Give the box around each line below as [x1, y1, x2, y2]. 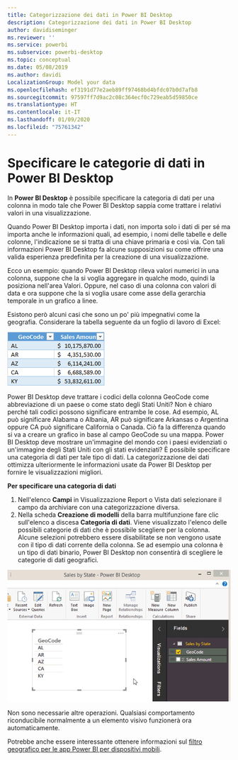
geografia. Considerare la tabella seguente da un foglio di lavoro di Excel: [7, 318, 221, 326]
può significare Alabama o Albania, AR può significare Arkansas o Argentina [7, 415, 229, 423]
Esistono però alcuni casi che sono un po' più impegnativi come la [7, 310, 200, 318]
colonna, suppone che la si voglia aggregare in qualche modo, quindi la [7, 274, 215, 282]
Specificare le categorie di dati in [7, 155, 205, 171]
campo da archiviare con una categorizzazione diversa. [17, 503, 180, 511]
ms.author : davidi [7, 71, 62, 78]
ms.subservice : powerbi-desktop [7, 49, 103, 56]
